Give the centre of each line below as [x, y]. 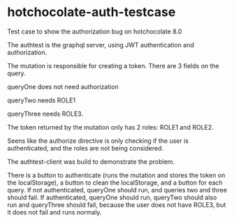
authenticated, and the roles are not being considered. [86, 148]
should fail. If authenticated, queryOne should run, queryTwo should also [112, 197]
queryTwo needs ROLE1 [41, 100]
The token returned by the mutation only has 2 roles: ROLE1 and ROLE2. [111, 127]
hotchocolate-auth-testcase [92, 12]
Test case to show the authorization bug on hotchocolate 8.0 [95, 31]
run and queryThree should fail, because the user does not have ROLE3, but [117, 205]
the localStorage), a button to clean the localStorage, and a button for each [115, 183]
